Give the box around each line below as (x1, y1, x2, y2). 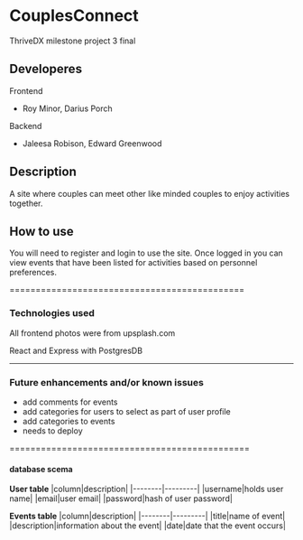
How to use (9, 223, 74, 239)
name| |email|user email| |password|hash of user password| (9, 493, 233, 504)
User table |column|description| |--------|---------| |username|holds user (9, 484, 284, 495)
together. (9, 198, 43, 209)
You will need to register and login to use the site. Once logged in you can (9, 247, 284, 258)
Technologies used (9, 307, 95, 320)
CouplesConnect (9, 5, 140, 26)
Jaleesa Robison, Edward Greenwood (22, 137, 162, 149)
